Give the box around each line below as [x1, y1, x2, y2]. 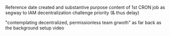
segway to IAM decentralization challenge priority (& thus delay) [5, 10, 140, 16]
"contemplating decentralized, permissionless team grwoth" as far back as [5, 20, 161, 25]
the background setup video [5, 25, 64, 31]
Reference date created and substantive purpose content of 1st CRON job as [5, 5, 165, 10]
